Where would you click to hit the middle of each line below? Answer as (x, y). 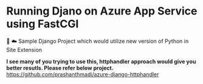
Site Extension (24, 50)
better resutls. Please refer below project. (60, 68)
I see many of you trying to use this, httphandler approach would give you (101, 61)
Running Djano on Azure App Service (102, 11)
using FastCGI (43, 24)
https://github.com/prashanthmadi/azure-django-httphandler (83, 74)
